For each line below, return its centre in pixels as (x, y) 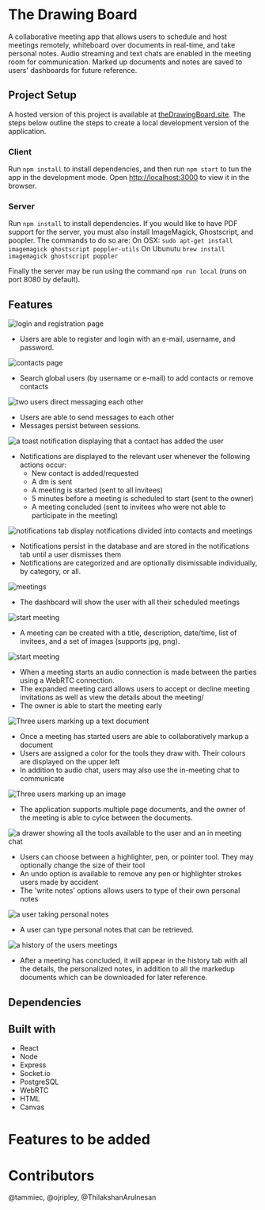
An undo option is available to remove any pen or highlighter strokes (131, 874)
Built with (32, 1029)
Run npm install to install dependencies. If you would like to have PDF (123, 224)
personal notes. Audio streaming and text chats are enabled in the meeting (130, 53)
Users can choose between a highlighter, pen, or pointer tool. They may (136, 857)
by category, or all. (50, 572)
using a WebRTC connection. (67, 680)
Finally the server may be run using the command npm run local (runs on (127, 271)
